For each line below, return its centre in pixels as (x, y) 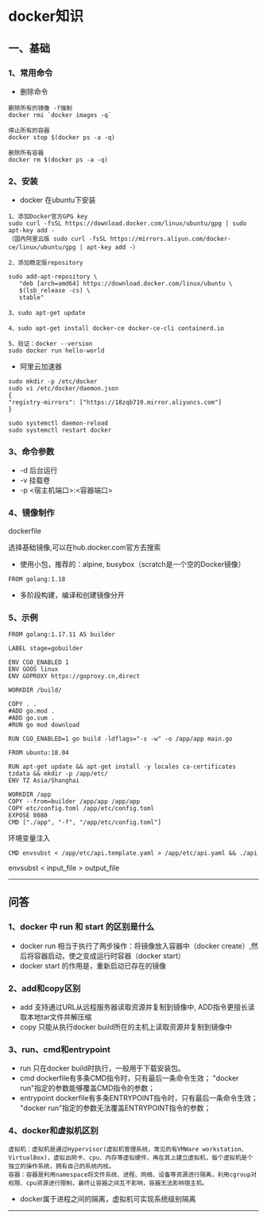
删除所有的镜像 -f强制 (41, 108)
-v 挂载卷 (35, 480)
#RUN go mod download (44, 725)
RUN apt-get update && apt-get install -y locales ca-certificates (122, 767)
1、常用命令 (31, 72)
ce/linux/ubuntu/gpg (43, 247)
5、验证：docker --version (50, 344)
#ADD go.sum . (32, 718)
